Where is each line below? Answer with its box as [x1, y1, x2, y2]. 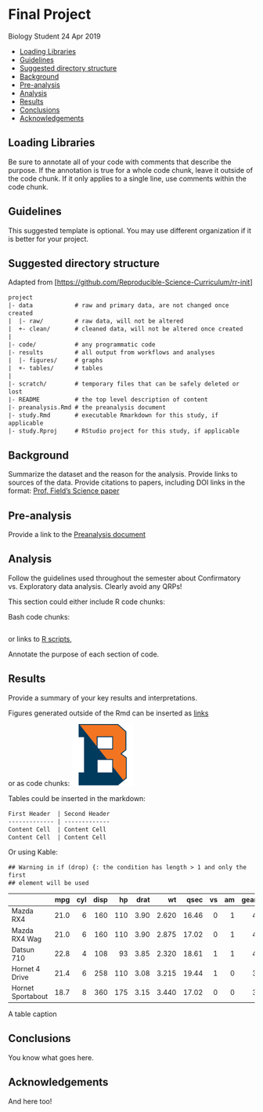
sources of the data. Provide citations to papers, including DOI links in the [8, 477, 245, 488]
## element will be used [8, 879, 89, 887]
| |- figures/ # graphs [8, 357, 103, 364]
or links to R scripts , [8, 634, 73, 643]
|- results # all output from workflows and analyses [8, 349, 215, 357]
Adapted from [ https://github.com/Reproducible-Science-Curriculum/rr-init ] [8, 277, 253, 287]
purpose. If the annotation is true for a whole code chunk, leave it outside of [8, 165, 253, 174]
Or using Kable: [8, 847, 59, 857]
